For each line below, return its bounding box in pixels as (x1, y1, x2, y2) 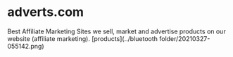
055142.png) (7, 42, 44, 50)
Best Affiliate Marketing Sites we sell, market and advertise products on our (7, 27, 227, 35)
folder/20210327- (159, 34, 210, 42)
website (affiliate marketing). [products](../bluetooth (7, 34, 158, 42)
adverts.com (7, 4, 84, 20)
